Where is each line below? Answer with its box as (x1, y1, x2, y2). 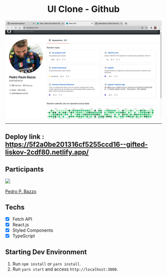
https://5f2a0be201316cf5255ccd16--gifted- (5, 140, 148, 149)
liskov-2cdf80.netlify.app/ (5, 148, 89, 157)
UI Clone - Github (47, 3, 120, 15)
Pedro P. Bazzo (5, 188, 37, 194)
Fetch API (12, 216, 32, 222)
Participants (5, 165, 44, 174)
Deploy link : (5, 133, 45, 141)
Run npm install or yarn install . (12, 261, 81, 267)
